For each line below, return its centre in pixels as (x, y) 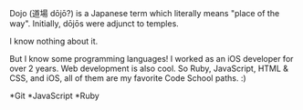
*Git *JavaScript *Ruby (55, 95)
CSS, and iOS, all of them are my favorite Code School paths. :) (128, 78)
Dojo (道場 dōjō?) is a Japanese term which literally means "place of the (145, 13)
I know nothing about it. (54, 41)
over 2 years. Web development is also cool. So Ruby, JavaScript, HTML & (149, 68)
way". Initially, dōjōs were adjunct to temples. (94, 24)
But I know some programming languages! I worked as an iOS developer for (151, 59)
